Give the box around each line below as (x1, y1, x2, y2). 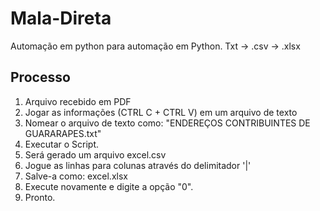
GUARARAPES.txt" (24, 127, 102, 139)
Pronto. (24, 191, 56, 203)
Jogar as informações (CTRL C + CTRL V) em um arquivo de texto (24, 106, 298, 118)
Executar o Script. (24, 138, 99, 150)
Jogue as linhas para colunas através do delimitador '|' (24, 159, 252, 171)
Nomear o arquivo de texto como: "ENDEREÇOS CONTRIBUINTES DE (24, 117, 311, 129)
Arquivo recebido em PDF (24, 95, 132, 107)
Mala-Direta (10, 7, 112, 30)
